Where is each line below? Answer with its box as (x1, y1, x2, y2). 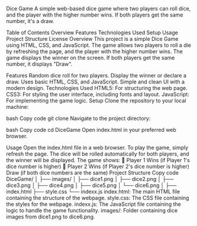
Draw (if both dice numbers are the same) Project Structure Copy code (6, 169, 179, 176)
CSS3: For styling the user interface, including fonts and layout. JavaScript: (6, 91, 189, 98)
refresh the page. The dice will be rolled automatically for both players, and (6, 150, 189, 157)
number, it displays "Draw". (6, 60, 73, 67)
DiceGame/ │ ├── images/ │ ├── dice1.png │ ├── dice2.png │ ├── (6, 176, 174, 182)
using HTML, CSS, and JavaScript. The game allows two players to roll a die (6, 41, 191, 49)
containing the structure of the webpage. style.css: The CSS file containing (6, 195, 189, 201)
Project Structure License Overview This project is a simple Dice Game (6, 35, 179, 42)
